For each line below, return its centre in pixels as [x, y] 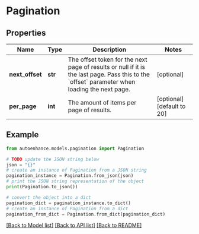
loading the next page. [99, 89]
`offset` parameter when [102, 82]
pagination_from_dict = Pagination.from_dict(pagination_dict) [86, 214]
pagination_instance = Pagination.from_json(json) [70, 176]
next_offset [26, 74]
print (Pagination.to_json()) [42, 187]
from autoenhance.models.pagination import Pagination [75, 148]
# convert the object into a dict [49, 197]
